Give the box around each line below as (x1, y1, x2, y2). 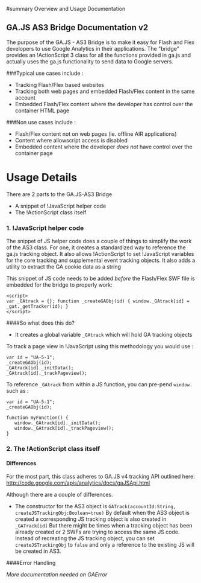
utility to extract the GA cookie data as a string (6, 263, 122, 270)
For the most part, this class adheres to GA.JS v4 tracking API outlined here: (6, 473, 196, 480)
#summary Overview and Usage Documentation (6, 5, 126, 12)
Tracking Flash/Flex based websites (14, 81, 104, 88)
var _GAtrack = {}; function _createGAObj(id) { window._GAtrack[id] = (6, 298, 190, 304)
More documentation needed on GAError (6, 571, 108, 578)
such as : (6, 387, 29, 395)
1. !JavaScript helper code (6, 223, 84, 232)
